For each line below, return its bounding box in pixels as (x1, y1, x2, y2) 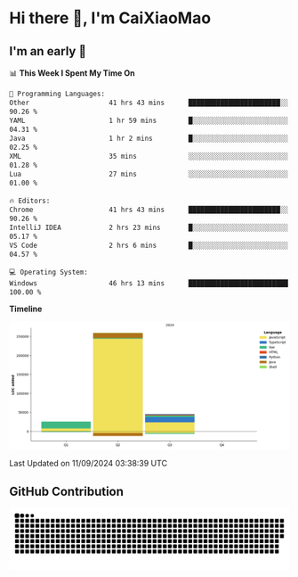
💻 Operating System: (9, 268, 89, 276)
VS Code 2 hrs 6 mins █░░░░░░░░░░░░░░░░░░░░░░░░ (9, 241, 289, 250)
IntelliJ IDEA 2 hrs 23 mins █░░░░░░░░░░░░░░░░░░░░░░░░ (9, 223, 289, 232)
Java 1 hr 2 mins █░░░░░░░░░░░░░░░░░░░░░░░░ (9, 134, 289, 143)
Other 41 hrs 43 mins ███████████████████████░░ (9, 98, 289, 107)
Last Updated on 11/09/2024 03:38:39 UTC (9, 458, 167, 469)
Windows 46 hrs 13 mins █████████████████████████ (9, 279, 289, 288)
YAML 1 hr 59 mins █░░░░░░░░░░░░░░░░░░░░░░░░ (9, 116, 289, 125)
